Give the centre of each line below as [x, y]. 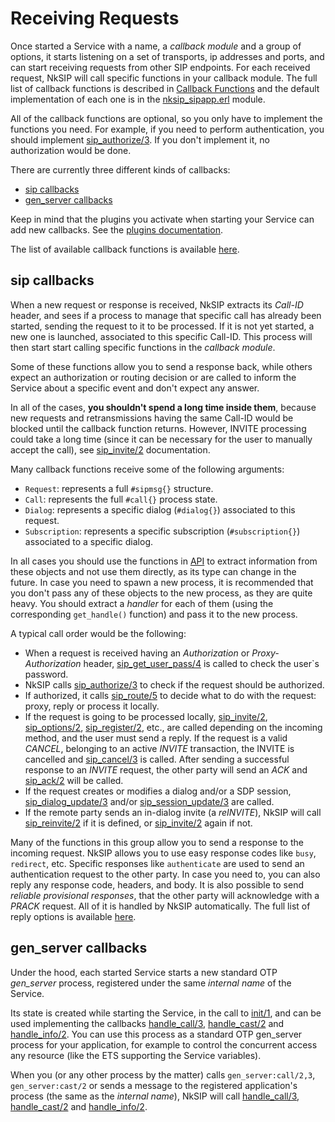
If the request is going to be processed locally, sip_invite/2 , [146, 716]
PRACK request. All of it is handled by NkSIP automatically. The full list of [160, 906]
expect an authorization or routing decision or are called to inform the [153, 377]
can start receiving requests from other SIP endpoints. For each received [160, 67]
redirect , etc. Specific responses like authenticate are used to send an [157, 863]
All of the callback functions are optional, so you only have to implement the [166, 118]
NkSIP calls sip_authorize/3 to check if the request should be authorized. [174, 684]
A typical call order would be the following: [98, 633]
